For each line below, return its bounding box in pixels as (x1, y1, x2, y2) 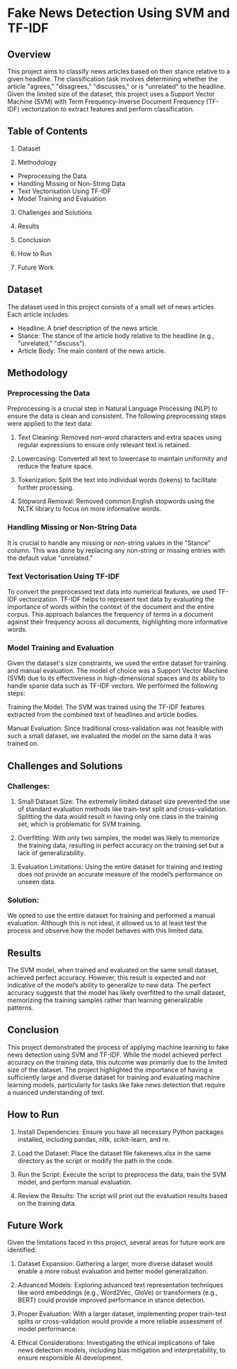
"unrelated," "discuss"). (17, 339, 87, 347)
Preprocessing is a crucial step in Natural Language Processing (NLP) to (7, 405, 218, 413)
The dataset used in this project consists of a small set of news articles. (7, 302, 216, 311)
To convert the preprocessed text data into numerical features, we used (7, 587, 217, 595)
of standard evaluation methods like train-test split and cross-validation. (17, 804, 228, 813)
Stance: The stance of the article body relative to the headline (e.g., (17, 331, 214, 340)
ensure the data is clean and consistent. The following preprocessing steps (7, 412, 226, 420)
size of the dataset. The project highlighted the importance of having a (7, 1065, 214, 1074)
